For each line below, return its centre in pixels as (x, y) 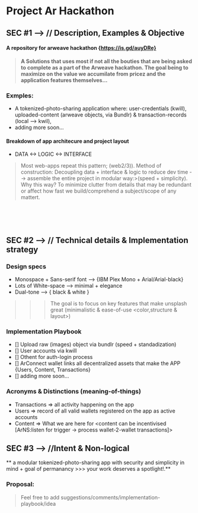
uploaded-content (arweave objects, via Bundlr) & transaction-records (100, 115)
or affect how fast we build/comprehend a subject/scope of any (98, 191)
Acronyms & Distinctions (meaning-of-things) (74, 392)
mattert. (30, 197)
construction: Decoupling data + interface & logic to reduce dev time (104, 172)
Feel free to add (40, 497)
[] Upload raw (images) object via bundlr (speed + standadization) (95, 344)
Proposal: (20, 484)
